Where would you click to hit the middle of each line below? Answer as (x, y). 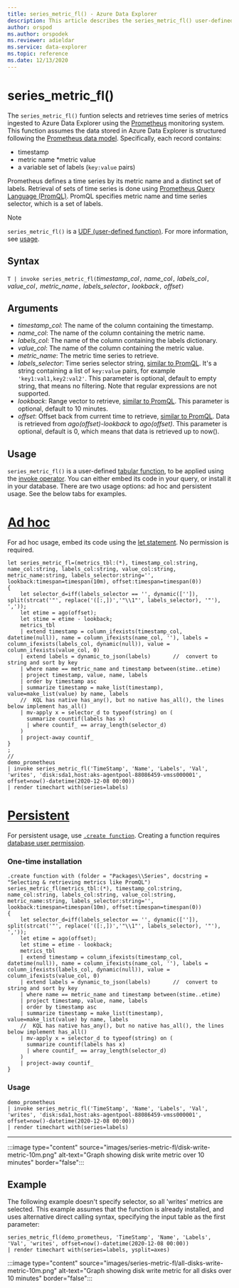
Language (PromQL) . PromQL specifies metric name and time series (107, 196)
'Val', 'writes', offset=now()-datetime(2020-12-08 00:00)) (99, 1244)
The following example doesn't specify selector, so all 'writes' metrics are (115, 1202)
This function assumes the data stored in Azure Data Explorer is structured (117, 130)
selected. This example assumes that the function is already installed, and (116, 1210)
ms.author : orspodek (38, 34)
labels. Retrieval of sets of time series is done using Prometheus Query (111, 188)
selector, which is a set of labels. (55, 203)
